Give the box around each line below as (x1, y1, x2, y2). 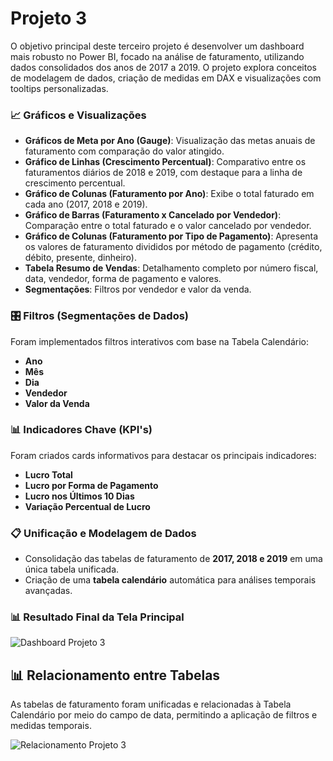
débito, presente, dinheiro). (24, 252, 137, 264)
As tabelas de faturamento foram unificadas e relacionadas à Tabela (10, 698, 292, 711)
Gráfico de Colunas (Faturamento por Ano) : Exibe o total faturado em (24, 188, 315, 200)
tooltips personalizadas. (10, 82, 109, 94)
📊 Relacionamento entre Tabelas (10, 667, 221, 684)
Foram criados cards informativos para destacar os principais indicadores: (10, 449, 317, 461)
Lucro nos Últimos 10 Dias (24, 490, 135, 502)
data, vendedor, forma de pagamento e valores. (24, 273, 222, 285)
